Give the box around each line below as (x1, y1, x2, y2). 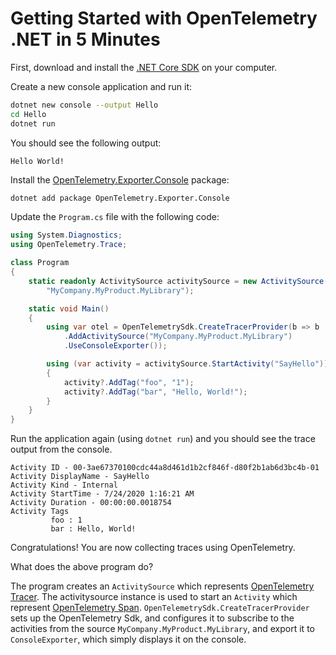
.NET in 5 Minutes (10, 28, 161, 51)
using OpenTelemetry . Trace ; (10, 240, 128, 250)
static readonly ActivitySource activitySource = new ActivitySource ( (28, 276, 329, 286)
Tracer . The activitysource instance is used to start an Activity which (10, 591, 298, 603)
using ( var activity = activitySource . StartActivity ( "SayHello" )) (46, 359, 329, 369)
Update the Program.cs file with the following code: (10, 211, 220, 223)
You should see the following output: (10, 137, 162, 149)
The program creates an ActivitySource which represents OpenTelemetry (10, 580, 315, 592)
